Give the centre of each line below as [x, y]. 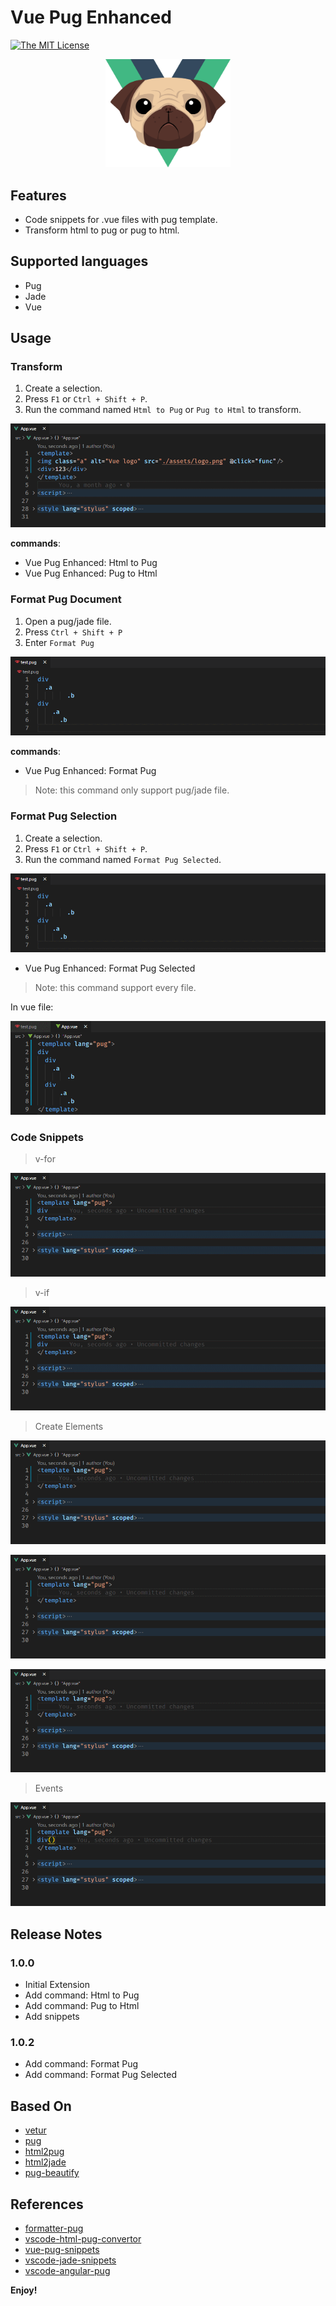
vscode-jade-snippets [70, 2260]
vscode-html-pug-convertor [83, 2238]
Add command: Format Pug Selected [100, 2075]
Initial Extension [57, 1985]
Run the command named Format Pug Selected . [123, 859]
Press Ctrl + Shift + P [73, 632]
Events [49, 1788]
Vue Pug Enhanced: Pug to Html [91, 573]
